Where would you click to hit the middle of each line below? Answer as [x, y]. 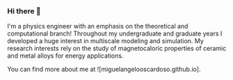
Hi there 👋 [24, 11]
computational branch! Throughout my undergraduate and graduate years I [115, 33]
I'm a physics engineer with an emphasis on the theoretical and [98, 26]
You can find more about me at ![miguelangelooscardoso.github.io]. [104, 70]
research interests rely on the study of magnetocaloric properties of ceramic [117, 49]
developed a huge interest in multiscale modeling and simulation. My [105, 41]
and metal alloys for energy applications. [65, 56]
